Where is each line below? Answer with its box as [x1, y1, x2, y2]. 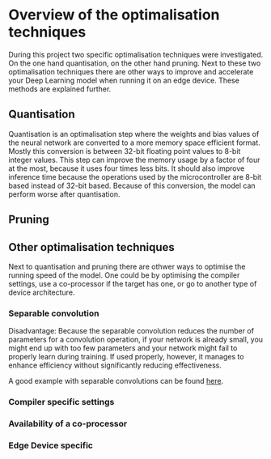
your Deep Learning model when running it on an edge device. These [8, 75, 240, 85]
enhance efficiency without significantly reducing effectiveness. [8, 360, 222, 370]
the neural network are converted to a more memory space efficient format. [8, 138, 260, 147]
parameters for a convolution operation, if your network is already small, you [8, 334, 264, 345]
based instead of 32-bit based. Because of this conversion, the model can [8, 181, 256, 190]
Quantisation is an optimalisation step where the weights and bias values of [8, 129, 260, 138]
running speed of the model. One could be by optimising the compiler [8, 270, 240, 280]
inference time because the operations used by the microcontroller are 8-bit [8, 172, 262, 181]
